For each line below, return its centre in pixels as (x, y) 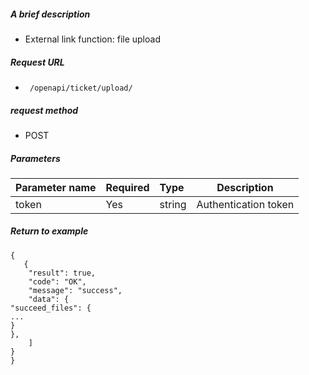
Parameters (35, 158)
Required (127, 187)
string (173, 204)
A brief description (50, 14)
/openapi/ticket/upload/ (81, 88)
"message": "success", (75, 290)
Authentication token (245, 204)
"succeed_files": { (51, 308)
